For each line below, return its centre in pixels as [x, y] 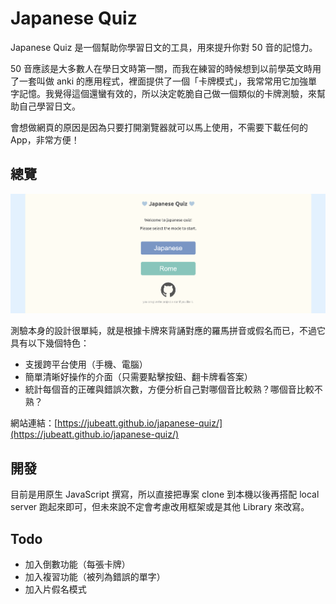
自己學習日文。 [49, 106]
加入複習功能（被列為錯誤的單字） [95, 577]
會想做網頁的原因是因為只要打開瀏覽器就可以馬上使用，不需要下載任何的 [159, 127]
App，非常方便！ [45, 139]
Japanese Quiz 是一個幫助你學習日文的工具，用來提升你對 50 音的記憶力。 [164, 47]
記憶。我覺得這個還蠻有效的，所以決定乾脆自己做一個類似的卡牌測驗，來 [167, 93]
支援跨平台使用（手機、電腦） [86, 364]
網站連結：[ [34, 423]
